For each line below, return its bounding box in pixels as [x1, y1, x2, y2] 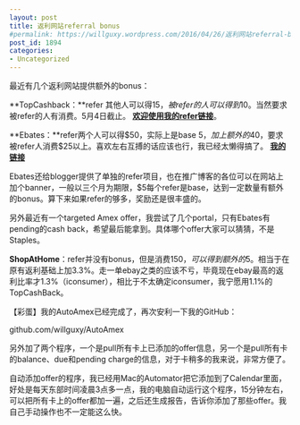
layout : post [9, 13, 58, 22]
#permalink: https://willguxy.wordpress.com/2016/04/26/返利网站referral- [9, 30, 288, 38]
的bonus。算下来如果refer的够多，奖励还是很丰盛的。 [9, 193, 207, 204]
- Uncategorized [9, 55, 70, 64]
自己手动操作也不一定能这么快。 [9, 406, 127, 417]
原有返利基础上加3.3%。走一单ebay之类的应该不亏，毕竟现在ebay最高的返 [9, 265, 284, 276]
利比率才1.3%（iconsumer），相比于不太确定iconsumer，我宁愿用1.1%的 [9, 276, 273, 286]
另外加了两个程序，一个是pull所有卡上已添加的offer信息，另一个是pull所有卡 [9, 343, 288, 353]
